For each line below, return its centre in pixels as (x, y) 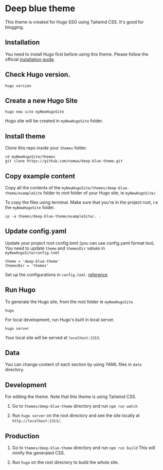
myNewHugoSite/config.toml (32, 253)
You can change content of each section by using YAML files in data (73, 364)
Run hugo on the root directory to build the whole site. (65, 462)
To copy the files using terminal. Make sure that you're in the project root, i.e (81, 202)
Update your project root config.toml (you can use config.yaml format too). (80, 243)
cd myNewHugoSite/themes (30, 157)
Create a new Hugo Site (41, 100)
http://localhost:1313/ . (37, 421)
